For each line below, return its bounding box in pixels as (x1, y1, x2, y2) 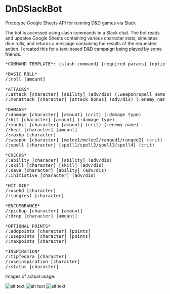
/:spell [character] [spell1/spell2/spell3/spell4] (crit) (5, 142, 155, 148)
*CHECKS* (5, 152, 27, 158)
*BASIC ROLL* (5, 71, 38, 77)
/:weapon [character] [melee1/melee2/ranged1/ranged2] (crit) (5, 137, 163, 142)
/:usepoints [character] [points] (5, 233, 91, 239)
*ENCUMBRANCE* (5, 203, 40, 208)
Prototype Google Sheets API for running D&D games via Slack (5, 20, 136, 26)
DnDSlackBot (5, 3, 62, 15)
